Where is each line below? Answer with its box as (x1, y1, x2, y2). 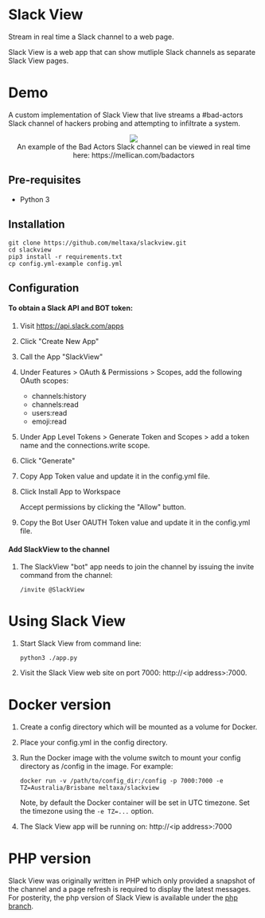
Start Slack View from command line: (19, 639, 142, 648)
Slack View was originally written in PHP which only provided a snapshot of (8, 876, 255, 885)
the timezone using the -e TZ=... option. (19, 807, 154, 816)
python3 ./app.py (19, 654, 78, 662)
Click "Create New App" (19, 337, 99, 346)
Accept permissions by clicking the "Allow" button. (19, 502, 186, 512)
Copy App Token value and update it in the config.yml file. (19, 471, 211, 481)
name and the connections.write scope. (19, 440, 150, 451)
